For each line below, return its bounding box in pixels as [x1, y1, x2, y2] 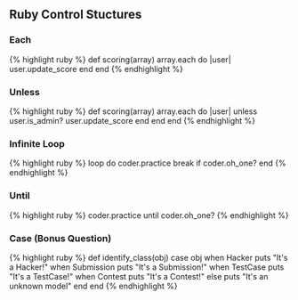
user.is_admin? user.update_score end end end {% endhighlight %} [9, 115, 256, 126]
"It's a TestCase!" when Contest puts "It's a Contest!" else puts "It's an [9, 271, 269, 281]
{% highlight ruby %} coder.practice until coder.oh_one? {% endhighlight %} [9, 209, 289, 221]
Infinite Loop [9, 137, 65, 150]
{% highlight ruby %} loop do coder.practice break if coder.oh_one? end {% [9, 158, 286, 168]
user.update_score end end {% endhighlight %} [9, 63, 184, 74]
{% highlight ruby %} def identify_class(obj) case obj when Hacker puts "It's [9, 252, 288, 263]
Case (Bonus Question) [9, 231, 112, 244]
